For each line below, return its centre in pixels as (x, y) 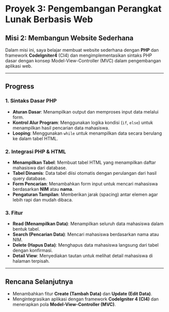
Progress (20, 87)
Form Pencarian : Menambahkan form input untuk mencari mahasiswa (85, 183)
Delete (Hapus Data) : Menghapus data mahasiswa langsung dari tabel (86, 245)
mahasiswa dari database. (39, 168)
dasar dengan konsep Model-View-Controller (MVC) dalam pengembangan (83, 61)
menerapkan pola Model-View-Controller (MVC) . (64, 304)
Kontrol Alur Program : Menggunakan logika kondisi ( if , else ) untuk (83, 122)
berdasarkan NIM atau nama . (43, 189)
